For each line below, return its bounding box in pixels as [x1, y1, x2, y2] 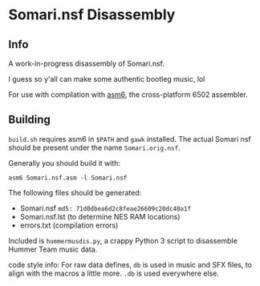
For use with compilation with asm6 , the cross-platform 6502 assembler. [8, 90, 248, 99]
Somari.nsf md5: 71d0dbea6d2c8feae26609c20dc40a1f [19, 203, 191, 213]
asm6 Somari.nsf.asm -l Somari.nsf [8, 174, 128, 182]
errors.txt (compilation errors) [19, 220, 119, 230]
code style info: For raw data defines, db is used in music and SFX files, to [8, 260, 253, 269]
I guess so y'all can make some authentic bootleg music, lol [8, 75, 205, 83]
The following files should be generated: [8, 187, 142, 197]
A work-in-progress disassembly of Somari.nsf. [8, 58, 165, 68]
